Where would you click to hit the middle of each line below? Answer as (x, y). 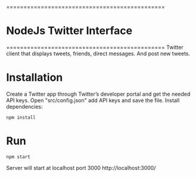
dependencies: (24, 106)
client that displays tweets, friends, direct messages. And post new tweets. (98, 53)
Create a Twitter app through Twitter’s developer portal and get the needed (98, 94)
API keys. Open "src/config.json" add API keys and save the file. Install (93, 100)
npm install (21, 117)
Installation (35, 78)
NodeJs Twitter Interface (69, 31)
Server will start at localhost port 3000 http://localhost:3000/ (81, 167)
